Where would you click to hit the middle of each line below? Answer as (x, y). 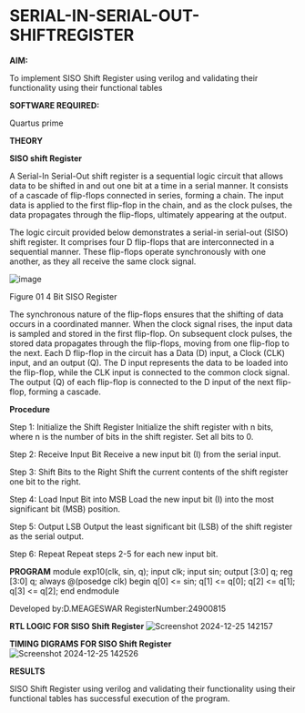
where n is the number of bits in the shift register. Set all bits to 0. (132, 436)
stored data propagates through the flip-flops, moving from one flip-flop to (149, 343)
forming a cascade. (65, 392)
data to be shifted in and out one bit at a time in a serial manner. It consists (149, 185)
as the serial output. (47, 536)
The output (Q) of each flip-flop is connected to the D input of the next (142, 382)
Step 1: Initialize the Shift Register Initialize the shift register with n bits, (142, 427)
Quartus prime (36, 123)
